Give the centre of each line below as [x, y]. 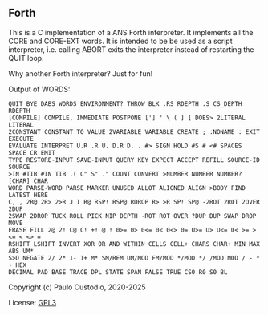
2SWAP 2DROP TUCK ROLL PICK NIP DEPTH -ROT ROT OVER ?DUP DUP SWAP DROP [132, 216]
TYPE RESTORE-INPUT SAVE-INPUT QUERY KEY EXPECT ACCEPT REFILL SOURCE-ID [134, 160]
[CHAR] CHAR [28, 181]
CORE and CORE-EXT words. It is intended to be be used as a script [120, 41]
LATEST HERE [28, 195]
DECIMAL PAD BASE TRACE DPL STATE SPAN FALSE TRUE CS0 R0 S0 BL [118, 272]
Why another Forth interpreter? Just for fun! [81, 73]
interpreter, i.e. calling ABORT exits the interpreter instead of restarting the [131, 49]
